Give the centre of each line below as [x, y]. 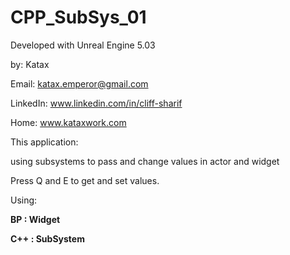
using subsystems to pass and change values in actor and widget [145, 161]
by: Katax [30, 64]
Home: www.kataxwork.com [68, 122]
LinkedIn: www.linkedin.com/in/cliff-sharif [96, 103]
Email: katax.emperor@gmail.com [79, 83]
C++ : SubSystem [47, 238]
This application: [44, 142]
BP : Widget [35, 219]
